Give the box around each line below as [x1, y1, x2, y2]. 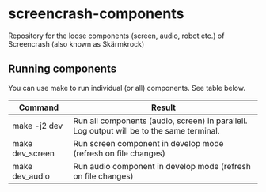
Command [18, 102, 59, 113]
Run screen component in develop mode [73, 137, 224, 149]
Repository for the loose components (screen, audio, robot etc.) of [8, 31, 225, 40]
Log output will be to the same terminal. [73, 125, 220, 136]
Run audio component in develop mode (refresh [73, 160, 251, 171]
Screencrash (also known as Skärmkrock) [8, 39, 145, 48]
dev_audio [12, 171, 50, 182]
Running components [8, 62, 117, 76]
